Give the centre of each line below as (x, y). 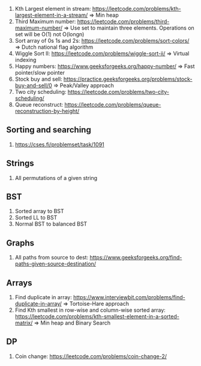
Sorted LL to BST (36, 218)
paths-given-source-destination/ (55, 264)
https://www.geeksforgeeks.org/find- (136, 258)
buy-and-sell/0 (33, 85)
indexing (25, 60)
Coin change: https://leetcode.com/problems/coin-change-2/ (91, 356)
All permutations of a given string (56, 178)
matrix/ (24, 323)
